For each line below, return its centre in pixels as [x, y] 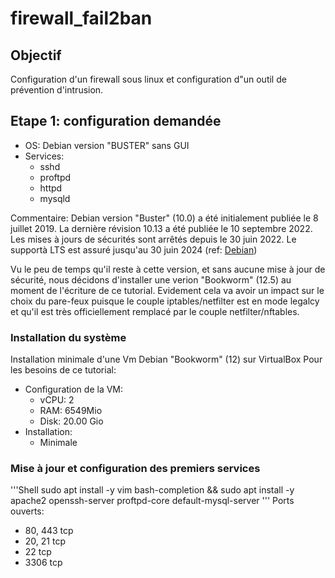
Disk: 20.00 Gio [71, 421]
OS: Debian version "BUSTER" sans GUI [107, 145]
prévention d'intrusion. [57, 90]
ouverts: [27, 511]
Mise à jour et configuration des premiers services [135, 469]
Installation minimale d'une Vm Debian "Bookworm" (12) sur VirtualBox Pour [166, 359]
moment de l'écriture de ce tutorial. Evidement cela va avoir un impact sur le [167, 290]
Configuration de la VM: [74, 389]
